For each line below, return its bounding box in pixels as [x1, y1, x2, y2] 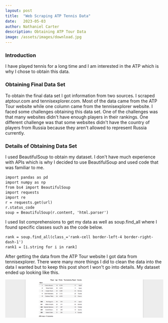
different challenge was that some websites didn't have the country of [5, 119, 150, 125]
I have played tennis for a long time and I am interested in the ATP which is [5, 63, 159, 69]
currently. [5, 130, 25, 136]
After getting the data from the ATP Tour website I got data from [5, 253, 137, 259]
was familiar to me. [5, 164, 45, 170]
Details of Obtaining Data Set [5, 142, 77, 149]
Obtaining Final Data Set [5, 81, 66, 88]
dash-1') [5, 239, 24, 245]
